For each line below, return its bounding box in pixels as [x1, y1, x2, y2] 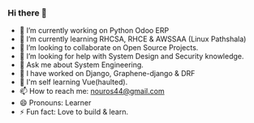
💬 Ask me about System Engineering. [19, 60, 144, 70]
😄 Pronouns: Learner [19, 98, 92, 108]
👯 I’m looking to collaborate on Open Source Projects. [19, 43, 199, 53]
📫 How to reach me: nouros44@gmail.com [19, 87, 165, 96]
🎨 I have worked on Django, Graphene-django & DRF [19, 69, 196, 78]
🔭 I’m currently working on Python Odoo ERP [19, 26, 170, 36]
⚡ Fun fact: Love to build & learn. [19, 107, 129, 117]
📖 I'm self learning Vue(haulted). [19, 77, 128, 87]
